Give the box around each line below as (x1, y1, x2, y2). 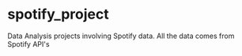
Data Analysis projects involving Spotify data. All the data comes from (7, 31, 235, 40)
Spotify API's (7, 39, 50, 48)
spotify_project (7, 5, 109, 23)
